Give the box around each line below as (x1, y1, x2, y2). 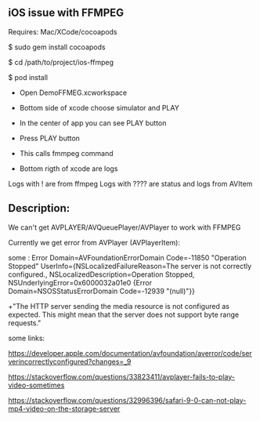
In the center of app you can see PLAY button (19, 118, 167, 128)
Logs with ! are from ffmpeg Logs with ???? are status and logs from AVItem (8, 179, 253, 188)
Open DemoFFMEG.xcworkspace (19, 88, 128, 97)
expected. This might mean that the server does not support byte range (8, 310, 240, 319)
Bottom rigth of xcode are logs (19, 164, 118, 173)
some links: (8, 333, 45, 343)
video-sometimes (8, 380, 65, 390)
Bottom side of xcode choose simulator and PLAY (19, 103, 180, 112)
